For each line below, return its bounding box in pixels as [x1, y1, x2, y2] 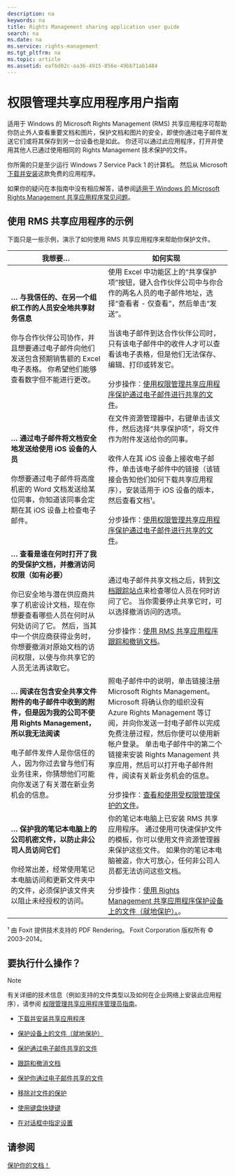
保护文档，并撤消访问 [24, 560, 96, 570]
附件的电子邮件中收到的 [10, 697, 89, 707]
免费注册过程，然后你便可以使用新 [108, 729, 220, 739]
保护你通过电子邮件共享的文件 [17, 1074, 104, 1083]
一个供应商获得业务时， [17, 631, 96, 641]
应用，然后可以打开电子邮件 [115, 760, 206, 770]
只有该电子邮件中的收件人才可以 [108, 339, 213, 349]
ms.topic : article [7, 56, 61, 63]
